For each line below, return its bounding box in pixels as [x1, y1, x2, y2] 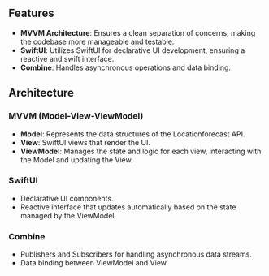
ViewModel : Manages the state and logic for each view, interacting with [20, 146, 262, 156]
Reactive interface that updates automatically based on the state [20, 202, 236, 212]
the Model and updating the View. [20, 154, 133, 165]
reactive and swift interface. [20, 54, 115, 63]
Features [8, 6, 54, 20]
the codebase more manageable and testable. [20, 37, 175, 46]
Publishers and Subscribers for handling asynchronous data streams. [20, 249, 252, 259]
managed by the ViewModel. [20, 210, 116, 220]
